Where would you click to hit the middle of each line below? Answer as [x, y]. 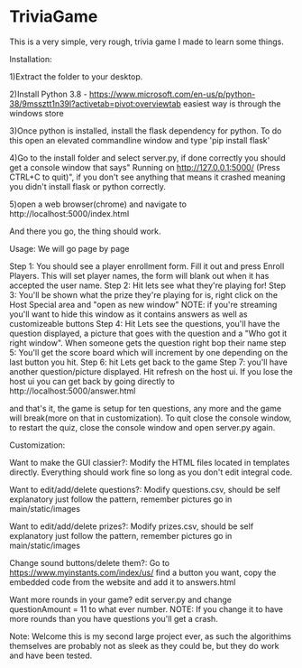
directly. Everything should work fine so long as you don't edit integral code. [151, 472]
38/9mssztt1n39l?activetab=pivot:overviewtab [96, 103]
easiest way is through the [232, 103]
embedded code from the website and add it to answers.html [123, 582]
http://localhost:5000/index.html [69, 213]
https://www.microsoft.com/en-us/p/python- [172, 94]
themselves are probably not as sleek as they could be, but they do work [144, 645]
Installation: [31, 59]
